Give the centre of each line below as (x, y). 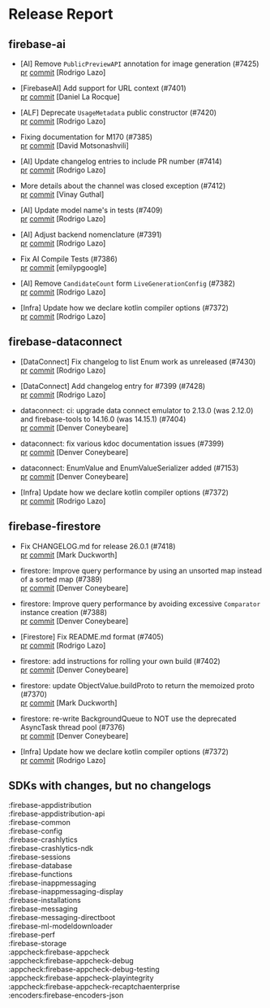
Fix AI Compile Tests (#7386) (69, 259)
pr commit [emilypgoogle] (63, 268)
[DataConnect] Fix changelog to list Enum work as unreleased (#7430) (138, 361)
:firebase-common (39, 823)
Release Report (61, 14)
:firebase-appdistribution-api (57, 814)
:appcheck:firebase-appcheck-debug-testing (84, 970)
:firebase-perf (32, 935)
